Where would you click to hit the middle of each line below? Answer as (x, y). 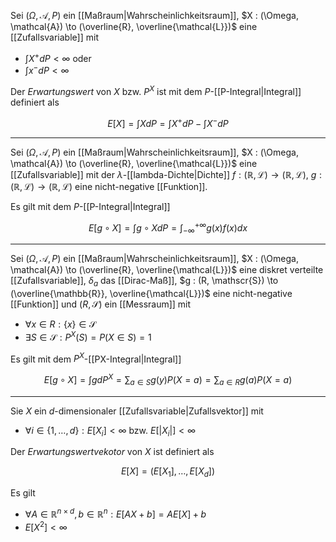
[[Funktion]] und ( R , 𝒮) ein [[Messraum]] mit (101, 304)
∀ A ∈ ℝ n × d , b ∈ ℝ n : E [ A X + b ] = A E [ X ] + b (115, 513)
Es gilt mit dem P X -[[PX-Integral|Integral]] (96, 358)
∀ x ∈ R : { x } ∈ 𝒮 (60, 324)
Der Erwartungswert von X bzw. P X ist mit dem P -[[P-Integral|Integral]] (156, 90)
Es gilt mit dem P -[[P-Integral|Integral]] (90, 206)
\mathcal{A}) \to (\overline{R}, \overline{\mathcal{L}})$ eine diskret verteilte (167, 270)
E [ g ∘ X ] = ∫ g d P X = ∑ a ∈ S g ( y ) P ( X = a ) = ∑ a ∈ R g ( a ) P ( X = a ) (168, 380)
